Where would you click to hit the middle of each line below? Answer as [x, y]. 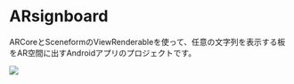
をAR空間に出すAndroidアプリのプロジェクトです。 [103, 53]
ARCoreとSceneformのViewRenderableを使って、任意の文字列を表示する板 [147, 42]
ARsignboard [59, 16]
